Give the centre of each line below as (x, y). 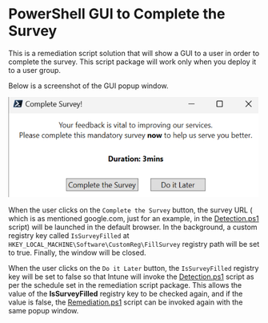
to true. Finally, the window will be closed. (77, 252)
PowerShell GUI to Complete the (117, 14)
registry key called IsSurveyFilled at (69, 235)
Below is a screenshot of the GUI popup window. (89, 86)
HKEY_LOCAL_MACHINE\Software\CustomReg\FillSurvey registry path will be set (134, 244)
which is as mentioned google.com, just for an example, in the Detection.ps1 (134, 218)
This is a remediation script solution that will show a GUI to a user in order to (134, 53)
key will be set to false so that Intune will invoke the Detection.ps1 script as (131, 277)
